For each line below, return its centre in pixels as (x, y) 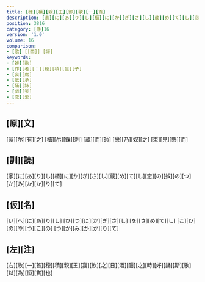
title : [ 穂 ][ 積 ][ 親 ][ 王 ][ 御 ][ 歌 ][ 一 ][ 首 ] (56, 12)
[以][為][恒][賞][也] (30, 273)
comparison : (21, 46)
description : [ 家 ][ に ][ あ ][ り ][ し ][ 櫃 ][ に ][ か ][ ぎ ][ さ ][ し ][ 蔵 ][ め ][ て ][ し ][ (101, 18)
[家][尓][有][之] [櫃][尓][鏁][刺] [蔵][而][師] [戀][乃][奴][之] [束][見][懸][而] (97, 139)
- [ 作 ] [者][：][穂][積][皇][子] (44, 69)
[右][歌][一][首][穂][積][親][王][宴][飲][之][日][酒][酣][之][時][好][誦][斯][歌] (99, 265)
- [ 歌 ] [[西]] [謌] (30, 52)
